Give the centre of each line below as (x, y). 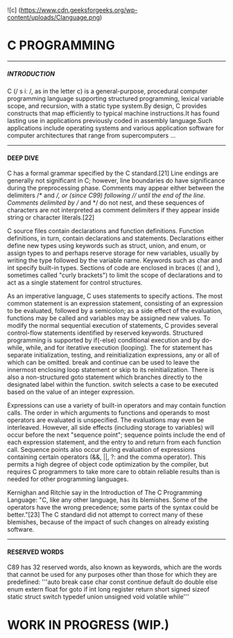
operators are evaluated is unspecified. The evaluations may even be (106, 420)
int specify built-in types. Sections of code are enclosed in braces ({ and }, (114, 268)
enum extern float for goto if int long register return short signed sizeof (109, 589)
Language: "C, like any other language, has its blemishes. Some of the (107, 500)
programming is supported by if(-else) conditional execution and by (104, 340)
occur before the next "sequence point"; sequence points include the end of (116, 435)
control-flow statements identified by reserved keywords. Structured (105, 333)
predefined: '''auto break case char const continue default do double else (112, 582)
